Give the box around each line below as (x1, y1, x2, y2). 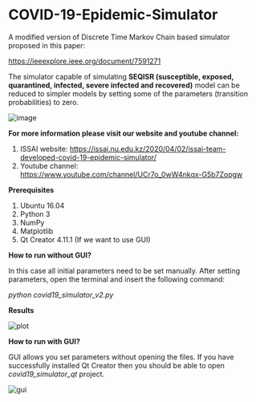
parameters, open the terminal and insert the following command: (8, 274, 226, 284)
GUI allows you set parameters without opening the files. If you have (8, 351, 234, 362)
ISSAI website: (19, 144, 68, 153)
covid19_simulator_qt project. (8, 369, 105, 379)
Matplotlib (19, 226, 54, 236)
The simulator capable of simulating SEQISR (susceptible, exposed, (8, 71, 234, 81)
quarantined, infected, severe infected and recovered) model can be (8, 80, 241, 90)
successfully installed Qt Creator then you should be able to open (8, 360, 225, 370)
